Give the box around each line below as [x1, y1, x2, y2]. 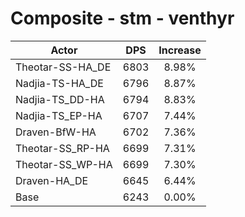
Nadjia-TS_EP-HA [15, 108, 103, 122]
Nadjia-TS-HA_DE [15, 76, 104, 90]
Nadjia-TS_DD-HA [15, 92, 105, 106]
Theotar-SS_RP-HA [15, 141, 110, 155]
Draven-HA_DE [15, 173, 89, 187]
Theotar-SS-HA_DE [15, 60, 112, 74]
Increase [158, 43, 202, 57]
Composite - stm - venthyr [10, 7, 235, 30]
